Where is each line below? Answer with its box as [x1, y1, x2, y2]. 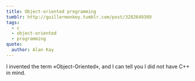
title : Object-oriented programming [6, 8, 96, 15]
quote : [6, 42, 22, 48]
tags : [6, 19, 19, 25]
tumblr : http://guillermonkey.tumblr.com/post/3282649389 [6, 14, 152, 20]
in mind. [6, 69, 26, 76]
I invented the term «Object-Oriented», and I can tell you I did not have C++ [6, 63, 190, 70]
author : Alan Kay [11, 47, 54, 53]
